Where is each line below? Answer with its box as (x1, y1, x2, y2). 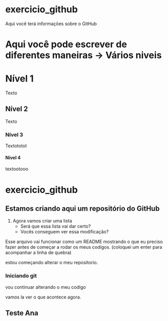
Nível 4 (5, 154, 21, 161)
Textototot (5, 143, 27, 149)
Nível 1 (5, 73, 34, 85)
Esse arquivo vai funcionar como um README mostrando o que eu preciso (5, 238, 163, 245)
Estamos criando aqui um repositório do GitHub (5, 204, 160, 213)
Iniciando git (5, 272, 37, 279)
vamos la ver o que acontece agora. (5, 294, 81, 300)
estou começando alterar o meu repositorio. (5, 259, 98, 266)
